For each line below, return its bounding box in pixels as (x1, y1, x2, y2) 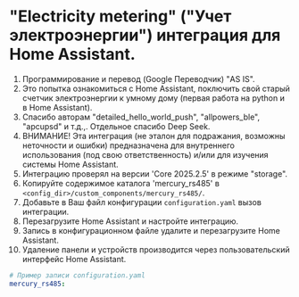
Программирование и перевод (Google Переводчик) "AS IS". (21, 73, 256, 84)
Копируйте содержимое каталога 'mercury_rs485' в (21, 177, 220, 188)
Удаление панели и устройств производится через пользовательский (21, 243, 290, 255)
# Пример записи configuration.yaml (9, 270, 145, 280)
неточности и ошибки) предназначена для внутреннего (21, 140, 235, 151)
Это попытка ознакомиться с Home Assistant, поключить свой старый (21, 83, 290, 94)
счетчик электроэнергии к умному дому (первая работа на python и (21, 92, 286, 103)
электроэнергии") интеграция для (9, 25, 281, 45)
